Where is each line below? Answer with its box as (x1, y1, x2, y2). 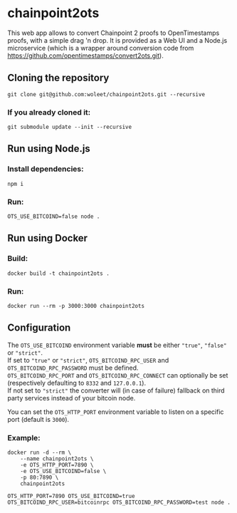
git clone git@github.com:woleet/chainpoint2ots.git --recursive (7, 90, 205, 98)
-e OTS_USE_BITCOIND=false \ (20, 468, 107, 475)
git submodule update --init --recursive (7, 123, 132, 131)
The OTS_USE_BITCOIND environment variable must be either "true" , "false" (7, 341, 227, 349)
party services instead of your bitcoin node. (7, 393, 136, 402)
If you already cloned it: (7, 107, 91, 117)
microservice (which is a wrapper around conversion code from (7, 43, 194, 52)
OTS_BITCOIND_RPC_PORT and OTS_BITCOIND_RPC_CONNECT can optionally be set (7, 370, 228, 379)
